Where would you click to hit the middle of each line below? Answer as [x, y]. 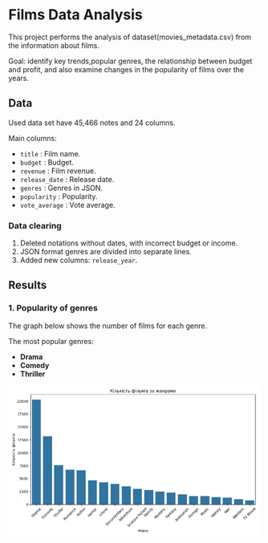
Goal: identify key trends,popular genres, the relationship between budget [130, 61]
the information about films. [54, 45]
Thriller [32, 374]
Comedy [35, 365]
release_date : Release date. [67, 179]
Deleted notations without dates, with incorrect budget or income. [129, 243]
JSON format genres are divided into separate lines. [106, 252]
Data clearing [35, 225]
